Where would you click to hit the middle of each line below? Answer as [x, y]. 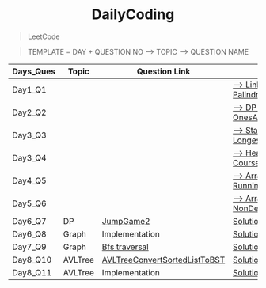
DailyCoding [133, 15]
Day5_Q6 [29, 203]
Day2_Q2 [29, 112]
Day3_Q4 [29, 157]
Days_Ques [34, 71]
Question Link [163, 71]
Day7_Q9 [29, 247]
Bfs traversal [125, 247]
